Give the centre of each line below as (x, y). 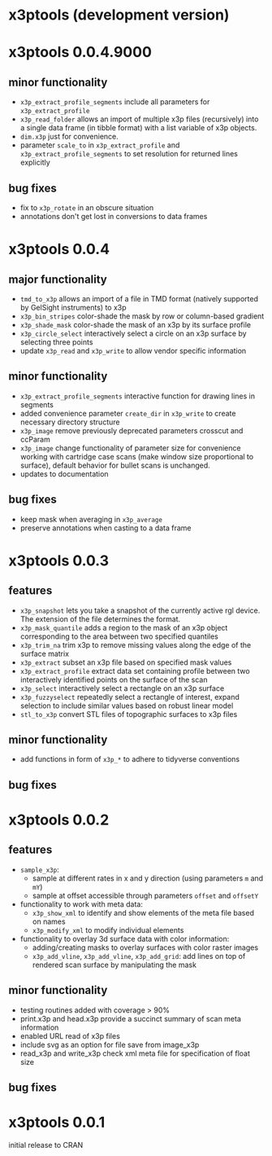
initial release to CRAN (46, 1145)
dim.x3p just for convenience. (69, 137)
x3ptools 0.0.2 (59, 820)
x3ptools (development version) (119, 15)
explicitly (35, 163)
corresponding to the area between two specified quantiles (119, 636)
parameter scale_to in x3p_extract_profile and (100, 145)
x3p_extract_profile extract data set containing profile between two (135, 670)
